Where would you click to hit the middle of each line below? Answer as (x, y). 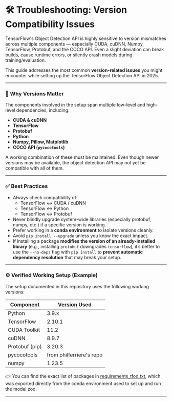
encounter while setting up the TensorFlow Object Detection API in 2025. (82, 75)
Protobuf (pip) (25, 346)
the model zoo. (21, 389)
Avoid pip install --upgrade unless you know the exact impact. (80, 236)
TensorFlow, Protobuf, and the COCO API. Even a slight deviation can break (85, 49)
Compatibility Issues (50, 24)
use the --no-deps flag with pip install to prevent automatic (78, 252)
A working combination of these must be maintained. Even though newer (82, 157)
